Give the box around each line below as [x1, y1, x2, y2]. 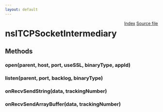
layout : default [5, 7, 38, 12]
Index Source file [124, 20, 158, 26]
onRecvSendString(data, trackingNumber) [5, 88, 107, 95]
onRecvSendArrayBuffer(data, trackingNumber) [5, 100, 121, 107]
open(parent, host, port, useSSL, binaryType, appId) [5, 62, 131, 68]
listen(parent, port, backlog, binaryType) [5, 75, 103, 81]
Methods [5, 47, 33, 56]
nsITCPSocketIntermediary [5, 28, 117, 39]
